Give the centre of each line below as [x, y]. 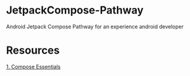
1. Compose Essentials [33, 67]
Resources [33, 50]
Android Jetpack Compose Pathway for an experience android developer [95, 27]
